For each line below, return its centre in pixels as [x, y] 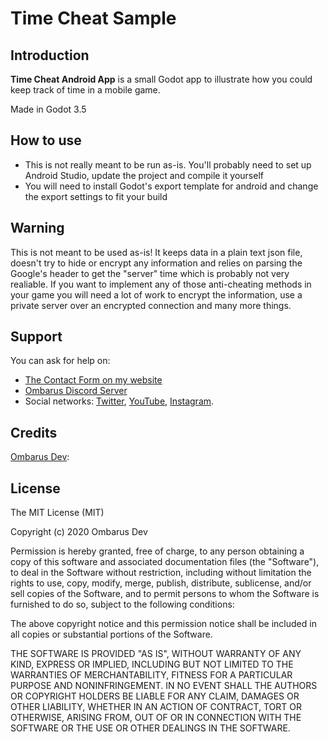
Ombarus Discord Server [76, 391]
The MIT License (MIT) [57, 513]
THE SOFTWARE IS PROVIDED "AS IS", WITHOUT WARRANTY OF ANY [156, 654]
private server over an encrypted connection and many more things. [151, 305]
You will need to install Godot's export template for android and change [171, 186]
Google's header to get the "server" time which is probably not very [150, 273]
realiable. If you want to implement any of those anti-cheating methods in [161, 284]
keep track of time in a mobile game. [85, 90]
